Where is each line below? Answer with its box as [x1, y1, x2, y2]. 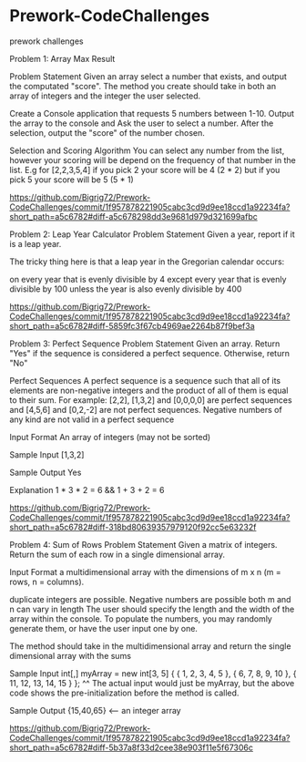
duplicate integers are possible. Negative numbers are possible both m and [9, 593, 291, 604]
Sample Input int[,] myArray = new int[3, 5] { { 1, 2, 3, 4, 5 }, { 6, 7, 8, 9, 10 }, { [9, 667, 297, 679]
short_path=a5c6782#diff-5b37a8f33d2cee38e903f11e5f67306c [9, 742, 253, 753]
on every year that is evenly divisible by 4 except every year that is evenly [9, 273, 287, 284]
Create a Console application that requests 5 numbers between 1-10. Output [9, 108, 294, 118]
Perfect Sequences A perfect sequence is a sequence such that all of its [9, 375, 280, 386]
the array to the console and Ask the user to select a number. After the [9, 118, 274, 129]
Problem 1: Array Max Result [9, 53, 116, 64]
